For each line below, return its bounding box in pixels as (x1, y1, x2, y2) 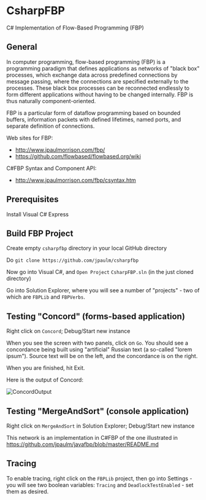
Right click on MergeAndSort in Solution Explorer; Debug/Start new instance (6, 422, 195, 429)
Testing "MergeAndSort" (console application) (6, 406, 189, 416)
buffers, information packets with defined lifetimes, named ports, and (6, 115, 181, 123)
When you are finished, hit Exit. (6, 364, 85, 372)
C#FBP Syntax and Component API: (6, 164, 97, 172)
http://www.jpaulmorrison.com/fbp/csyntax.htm (15, 176, 136, 184)
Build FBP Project (6, 228, 74, 238)
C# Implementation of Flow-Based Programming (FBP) (6, 24, 144, 31)
